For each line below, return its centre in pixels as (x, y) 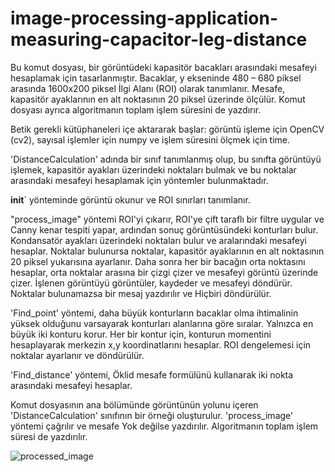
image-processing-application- (144, 18)
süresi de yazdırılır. (49, 436)
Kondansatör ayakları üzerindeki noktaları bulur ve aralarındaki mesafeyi (158, 240)
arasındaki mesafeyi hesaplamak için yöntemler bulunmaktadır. (139, 180)
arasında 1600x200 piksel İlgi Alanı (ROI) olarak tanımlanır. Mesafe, (148, 88)
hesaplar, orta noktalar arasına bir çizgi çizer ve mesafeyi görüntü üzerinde (164, 272)
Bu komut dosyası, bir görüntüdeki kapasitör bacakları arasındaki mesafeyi (163, 67)
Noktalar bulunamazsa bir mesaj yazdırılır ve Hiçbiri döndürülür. (141, 293)
